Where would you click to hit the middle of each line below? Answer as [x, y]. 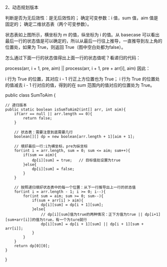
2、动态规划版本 [22, 7]
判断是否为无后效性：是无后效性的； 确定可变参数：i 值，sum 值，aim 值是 [82, 18]
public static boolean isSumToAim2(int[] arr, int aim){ [66, 110]
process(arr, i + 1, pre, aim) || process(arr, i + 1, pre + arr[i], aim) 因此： [78, 68]
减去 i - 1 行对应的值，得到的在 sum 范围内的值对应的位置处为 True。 [84, 85]
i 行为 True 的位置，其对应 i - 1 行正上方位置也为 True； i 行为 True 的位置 [80, 79]
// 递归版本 [16, 105]
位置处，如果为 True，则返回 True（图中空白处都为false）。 [66, 47]
